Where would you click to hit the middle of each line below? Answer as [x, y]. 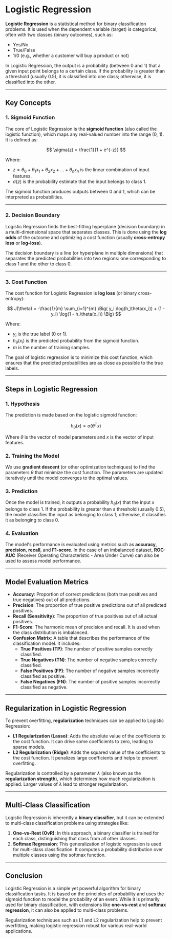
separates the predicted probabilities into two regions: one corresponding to [86, 258]
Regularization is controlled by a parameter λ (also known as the [73, 773]
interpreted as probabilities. [34, 197]
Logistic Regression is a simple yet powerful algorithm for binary [73, 888]
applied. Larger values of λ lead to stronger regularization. [67, 784]
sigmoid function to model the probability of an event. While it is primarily [82, 899]
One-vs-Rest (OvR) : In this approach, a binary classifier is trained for [86, 833]
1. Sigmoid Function [30, 118]
